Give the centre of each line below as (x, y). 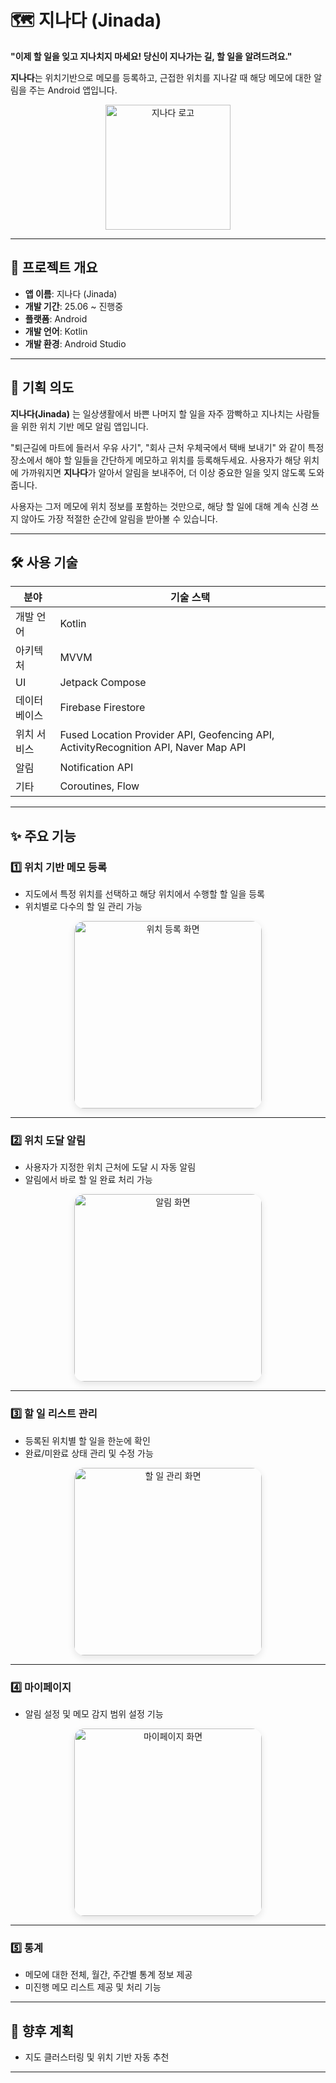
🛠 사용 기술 (44, 562)
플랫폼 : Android (56, 318)
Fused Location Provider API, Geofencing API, (167, 735)
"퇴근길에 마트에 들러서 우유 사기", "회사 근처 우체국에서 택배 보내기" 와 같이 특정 (167, 447)
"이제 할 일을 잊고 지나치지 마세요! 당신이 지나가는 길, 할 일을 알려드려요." (151, 56)
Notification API (96, 768)
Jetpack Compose (103, 683)
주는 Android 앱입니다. (73, 90)
